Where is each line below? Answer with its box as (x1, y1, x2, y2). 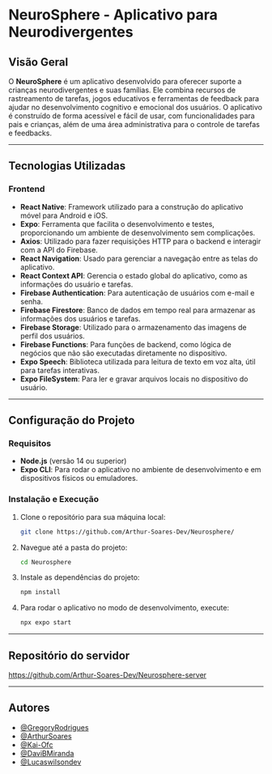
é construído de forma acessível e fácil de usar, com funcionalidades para (8, 111, 255, 121)
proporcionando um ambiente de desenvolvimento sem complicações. (19, 228, 256, 237)
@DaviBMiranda (19, 748, 74, 758)
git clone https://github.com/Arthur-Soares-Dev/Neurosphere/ (19, 528, 235, 536)
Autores (8, 701, 50, 715)
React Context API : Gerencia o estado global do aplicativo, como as (19, 270, 249, 280)
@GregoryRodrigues (19, 722, 89, 732)
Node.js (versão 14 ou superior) (19, 456, 127, 466)
